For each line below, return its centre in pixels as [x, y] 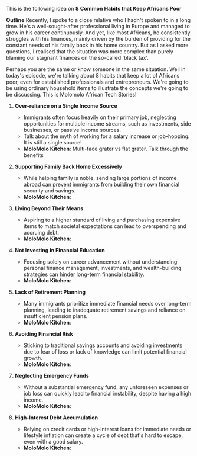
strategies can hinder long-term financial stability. [84, 274]
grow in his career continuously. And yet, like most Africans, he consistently [98, 33]
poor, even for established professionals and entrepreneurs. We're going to [97, 82]
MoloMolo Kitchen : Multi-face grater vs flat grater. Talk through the [106, 149]
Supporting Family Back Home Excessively [68, 166]
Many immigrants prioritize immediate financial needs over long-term [107, 304]
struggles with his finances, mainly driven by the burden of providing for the [98, 39]
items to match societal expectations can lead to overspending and [105, 226]
